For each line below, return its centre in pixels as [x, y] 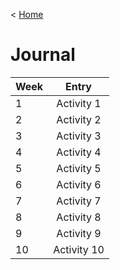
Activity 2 [79, 119]
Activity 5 [79, 168]
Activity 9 [79, 233]
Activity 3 [79, 136]
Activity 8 [79, 217]
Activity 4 [79, 152]
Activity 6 [79, 184]
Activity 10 [79, 249]
